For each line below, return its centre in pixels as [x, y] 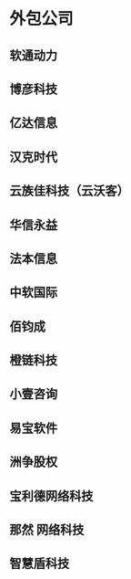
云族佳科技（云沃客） [69, 191]
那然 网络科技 [47, 530]
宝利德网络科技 [51, 495]
